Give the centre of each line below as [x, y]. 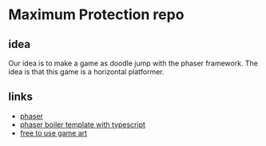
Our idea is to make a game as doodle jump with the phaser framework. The [133, 63]
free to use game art [54, 132]
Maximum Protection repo [96, 15]
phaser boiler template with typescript [83, 124]
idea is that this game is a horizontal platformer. [86, 72]
